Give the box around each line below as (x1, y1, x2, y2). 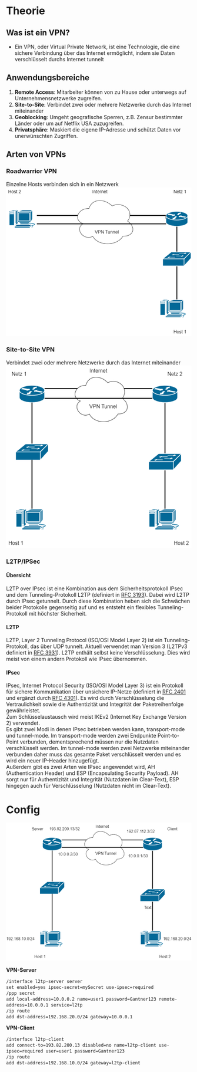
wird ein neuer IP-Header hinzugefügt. (6, 757, 99, 764)
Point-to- (158, 732, 180, 739)
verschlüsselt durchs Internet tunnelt (14, 56, 104, 63)
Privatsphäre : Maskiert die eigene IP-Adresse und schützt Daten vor (14, 126, 181, 133)
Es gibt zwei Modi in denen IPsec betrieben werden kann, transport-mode (6, 726, 185, 733)
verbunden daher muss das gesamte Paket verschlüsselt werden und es (6, 751, 181, 758)
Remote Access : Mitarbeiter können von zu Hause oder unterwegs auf (14, 88, 187, 96)
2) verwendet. (6, 719, 40, 726)
